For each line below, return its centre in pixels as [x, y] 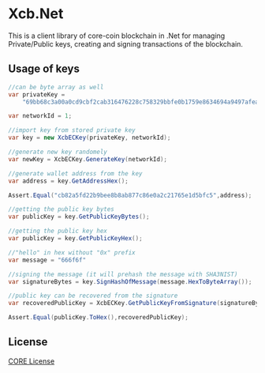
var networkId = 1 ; [40, 116]
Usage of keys [44, 69]
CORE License [32, 361]
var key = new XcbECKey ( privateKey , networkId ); [90, 138]
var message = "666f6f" [47, 260]
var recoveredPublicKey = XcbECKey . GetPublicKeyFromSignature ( [114, 303]
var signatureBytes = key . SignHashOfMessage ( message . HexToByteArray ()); [130, 281]
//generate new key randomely [58, 152]
